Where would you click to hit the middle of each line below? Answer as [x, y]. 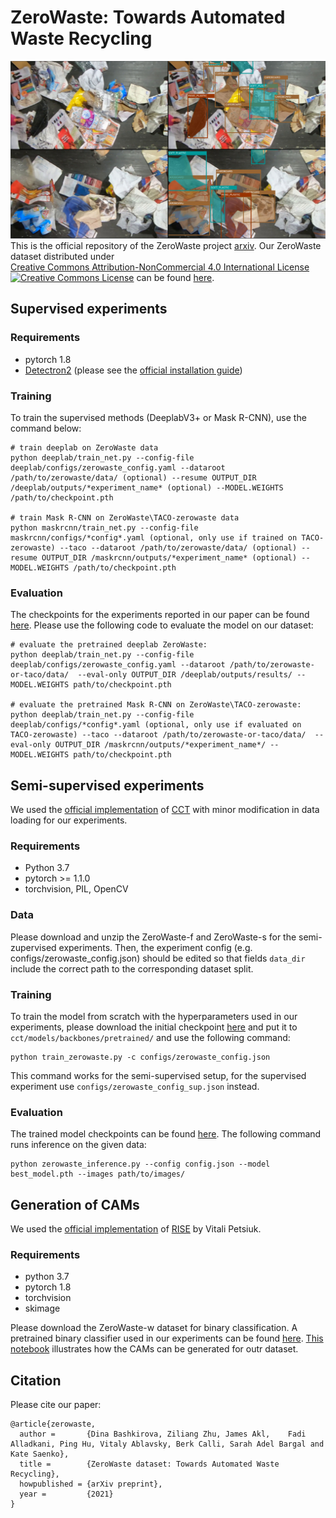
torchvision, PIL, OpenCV [76, 889]
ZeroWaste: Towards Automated [148, 17]
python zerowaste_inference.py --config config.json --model [140, 1164]
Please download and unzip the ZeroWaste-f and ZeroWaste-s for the [153, 937]
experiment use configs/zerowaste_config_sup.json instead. [135, 1086]
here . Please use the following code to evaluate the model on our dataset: [162, 625]
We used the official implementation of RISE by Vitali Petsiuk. [136, 1229]
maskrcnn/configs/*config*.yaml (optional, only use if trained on [154, 537]
